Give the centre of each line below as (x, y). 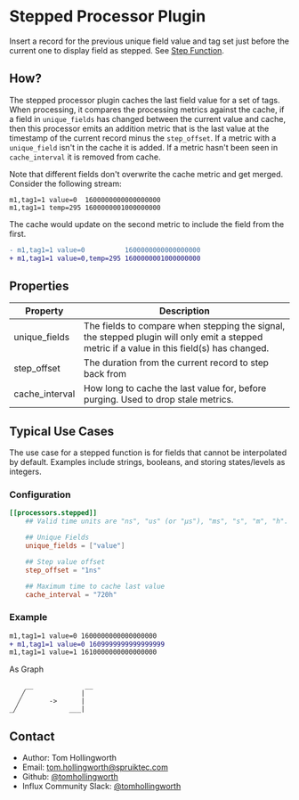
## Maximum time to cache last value (95, 586)
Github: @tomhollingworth (70, 777)
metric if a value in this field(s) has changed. (176, 348)
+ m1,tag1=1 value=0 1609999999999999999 (87, 644)
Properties (39, 286)
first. (18, 233)
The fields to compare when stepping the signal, (184, 326)
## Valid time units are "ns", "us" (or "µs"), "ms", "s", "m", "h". (157, 522)
